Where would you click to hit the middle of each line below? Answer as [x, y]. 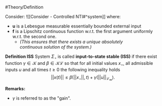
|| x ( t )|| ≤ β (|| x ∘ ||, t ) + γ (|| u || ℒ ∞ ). [83, 78]
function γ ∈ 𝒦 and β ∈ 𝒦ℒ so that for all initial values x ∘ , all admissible [79, 64]
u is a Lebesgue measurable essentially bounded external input [77, 26]
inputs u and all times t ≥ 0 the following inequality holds [63, 69]
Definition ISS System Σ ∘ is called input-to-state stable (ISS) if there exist [81, 57]
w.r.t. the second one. [34, 37]
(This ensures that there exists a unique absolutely [71, 42]
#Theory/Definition [24, 7]
